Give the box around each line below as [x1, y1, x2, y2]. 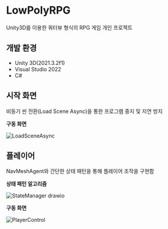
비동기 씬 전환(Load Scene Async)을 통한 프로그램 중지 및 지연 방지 [6, 108, 163, 115]
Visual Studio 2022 [14, 65, 62, 73]
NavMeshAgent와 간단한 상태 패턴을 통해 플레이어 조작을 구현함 [6, 168, 154, 175]
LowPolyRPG [6, 4, 71, 17]
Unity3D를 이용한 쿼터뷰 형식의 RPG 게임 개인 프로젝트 [6, 24, 133, 31]
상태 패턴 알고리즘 [6, 180, 47, 187]
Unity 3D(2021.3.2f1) [14, 59, 65, 66]
